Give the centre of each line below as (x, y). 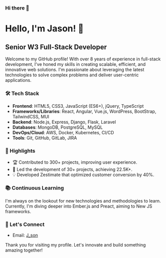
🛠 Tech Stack (22, 93)
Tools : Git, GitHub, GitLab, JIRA (45, 138)
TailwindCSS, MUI (31, 117)
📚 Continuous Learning (35, 188)
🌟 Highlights (20, 151)
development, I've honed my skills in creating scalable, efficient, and (76, 64)
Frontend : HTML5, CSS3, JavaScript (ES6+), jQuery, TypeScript (78, 106)
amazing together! (24, 250)
